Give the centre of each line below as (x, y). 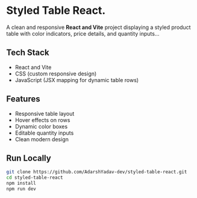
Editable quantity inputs (44, 133)
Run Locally (29, 158)
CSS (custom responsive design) (56, 74)
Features (23, 99)
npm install (21, 184)
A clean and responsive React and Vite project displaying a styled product (98, 27)
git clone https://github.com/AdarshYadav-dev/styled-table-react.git (97, 172)
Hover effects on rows (42, 120)
